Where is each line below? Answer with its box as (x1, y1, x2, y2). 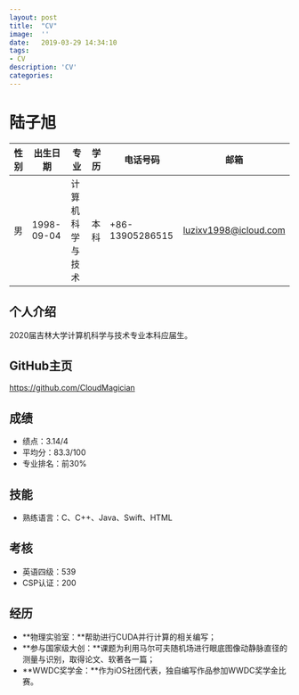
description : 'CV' (9, 63, 77, 72)
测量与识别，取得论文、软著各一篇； (21, 653, 156, 665)
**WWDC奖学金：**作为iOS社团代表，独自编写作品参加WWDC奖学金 (21, 665, 279, 675)
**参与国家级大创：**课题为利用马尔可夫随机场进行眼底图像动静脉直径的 (21, 642, 287, 653)
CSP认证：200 (21, 577, 77, 588)
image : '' (9, 29, 50, 38)
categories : (9, 71, 53, 80)
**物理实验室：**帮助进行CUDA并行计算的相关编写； (21, 631, 216, 642)
